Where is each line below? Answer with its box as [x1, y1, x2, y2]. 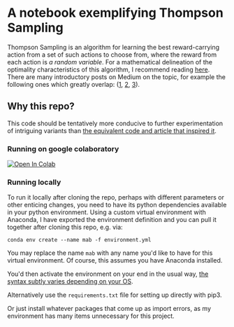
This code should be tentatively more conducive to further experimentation [7, 119, 224, 127]
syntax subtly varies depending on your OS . [7, 277, 133, 286]
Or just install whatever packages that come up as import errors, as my [7, 305, 212, 313]
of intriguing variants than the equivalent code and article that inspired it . [7, 126, 217, 134]
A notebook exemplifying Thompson [7, 5, 224, 21]
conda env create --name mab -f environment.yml [7, 237, 152, 244]
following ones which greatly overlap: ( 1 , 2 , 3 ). [7, 80, 140, 88]
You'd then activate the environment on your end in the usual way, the [7, 270, 209, 278]
